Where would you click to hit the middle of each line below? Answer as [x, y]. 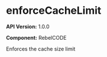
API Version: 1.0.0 [28, 26]
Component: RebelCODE [37, 37]
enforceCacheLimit [54, 11]
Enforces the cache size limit [41, 49]
